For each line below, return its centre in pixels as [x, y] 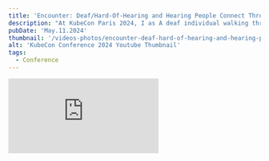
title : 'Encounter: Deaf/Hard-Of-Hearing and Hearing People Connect [127, 16]
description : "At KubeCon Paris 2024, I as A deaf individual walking [128, 23]
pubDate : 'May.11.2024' [48, 30]
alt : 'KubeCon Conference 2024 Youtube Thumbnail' [94, 45]
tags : [17, 53]
